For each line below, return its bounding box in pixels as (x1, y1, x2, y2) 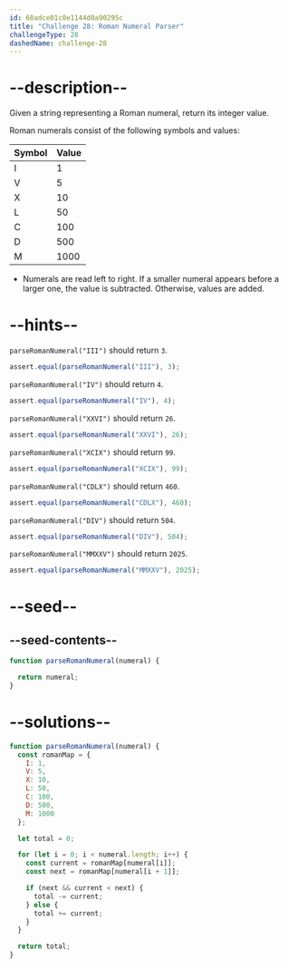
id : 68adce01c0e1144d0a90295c (9, 13, 124, 23)
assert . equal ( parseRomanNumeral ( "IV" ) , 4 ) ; (9, 396, 177, 405)
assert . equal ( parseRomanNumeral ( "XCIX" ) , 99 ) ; (9, 464, 188, 473)
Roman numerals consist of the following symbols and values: (9, 125, 240, 136)
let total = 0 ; (17, 834, 75, 843)
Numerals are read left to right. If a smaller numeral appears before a (22, 274, 279, 285)
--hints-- (9, 315, 79, 335)
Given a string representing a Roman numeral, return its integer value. (9, 108, 270, 119)
